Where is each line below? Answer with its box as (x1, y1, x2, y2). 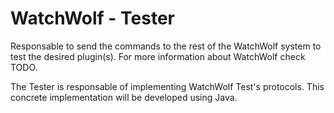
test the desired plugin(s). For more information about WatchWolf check (10, 50, 306, 62)
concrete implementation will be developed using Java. (10, 91, 238, 103)
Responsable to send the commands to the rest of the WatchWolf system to (10, 40, 322, 52)
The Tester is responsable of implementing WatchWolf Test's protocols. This (10, 80, 325, 92)
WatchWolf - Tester (10, 7, 176, 30)
